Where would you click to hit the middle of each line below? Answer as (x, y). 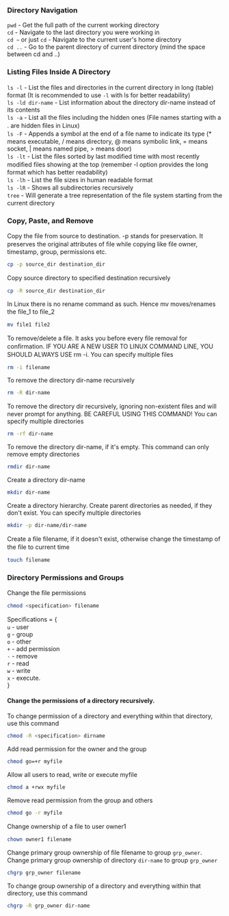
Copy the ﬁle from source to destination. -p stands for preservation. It (105, 236)
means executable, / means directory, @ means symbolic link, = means (107, 141)
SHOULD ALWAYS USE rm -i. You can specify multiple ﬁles (90, 354)
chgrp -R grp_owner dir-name (49, 906)
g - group (20, 634)
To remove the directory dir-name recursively (71, 380)
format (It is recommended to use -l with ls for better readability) (99, 95)
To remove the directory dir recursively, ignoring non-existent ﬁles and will (112, 407)
